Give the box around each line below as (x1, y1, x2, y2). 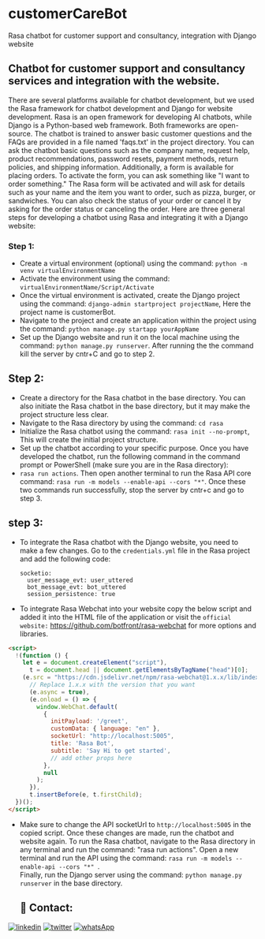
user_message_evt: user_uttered (27, 576, 133, 584)
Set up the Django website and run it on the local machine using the (19, 333, 241, 342)
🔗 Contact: (19, 901, 73, 915)
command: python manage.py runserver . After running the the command (19, 341, 254, 351)
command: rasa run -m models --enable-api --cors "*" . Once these (19, 476, 246, 486)
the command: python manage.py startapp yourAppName (19, 324, 200, 333)
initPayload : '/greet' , (50, 717, 129, 725)
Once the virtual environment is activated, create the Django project (19, 291, 241, 300)
